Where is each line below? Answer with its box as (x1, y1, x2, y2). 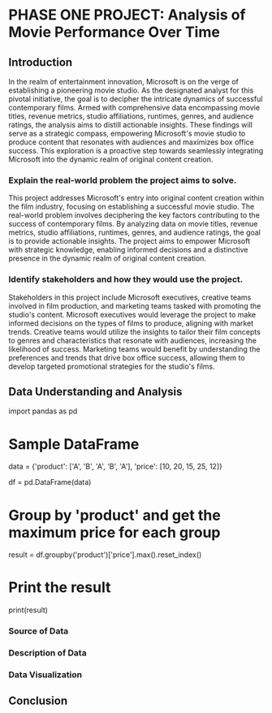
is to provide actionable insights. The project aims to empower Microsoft (8, 236, 251, 246)
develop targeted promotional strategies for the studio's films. (8, 361, 215, 371)
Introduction (8, 55, 73, 69)
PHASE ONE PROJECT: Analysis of (8, 6, 246, 24)
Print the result (8, 578, 111, 597)
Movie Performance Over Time (8, 23, 221, 41)
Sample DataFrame (8, 434, 140, 453)
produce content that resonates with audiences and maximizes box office (8, 137, 254, 147)
